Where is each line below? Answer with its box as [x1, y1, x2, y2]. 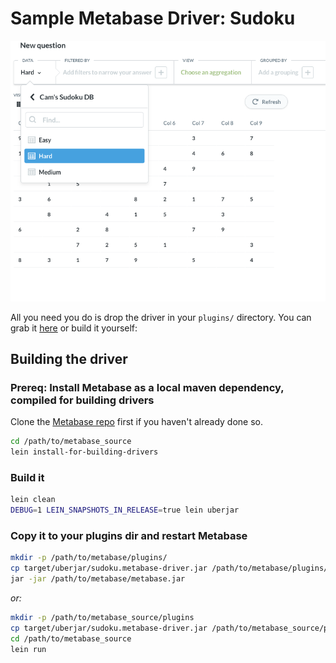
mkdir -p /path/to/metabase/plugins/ [10, 553, 168, 563]
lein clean [10, 495, 56, 505]
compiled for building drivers [10, 393, 155, 407]
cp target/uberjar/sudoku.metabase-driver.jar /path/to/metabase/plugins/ [10, 563, 329, 574]
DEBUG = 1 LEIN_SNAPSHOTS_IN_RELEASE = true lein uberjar [10, 505, 240, 516]
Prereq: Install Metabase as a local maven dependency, [10, 380, 285, 394]
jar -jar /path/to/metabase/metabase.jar [10, 574, 186, 584]
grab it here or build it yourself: [10, 322, 138, 334]
